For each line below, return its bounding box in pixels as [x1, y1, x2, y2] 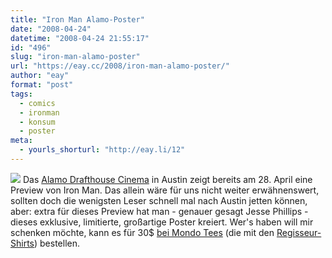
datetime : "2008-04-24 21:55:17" [10, 33, 150, 43]
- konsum [19, 117, 56, 127]
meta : [10, 136, 33, 146]
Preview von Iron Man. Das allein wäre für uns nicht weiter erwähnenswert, [10, 184, 320, 196]
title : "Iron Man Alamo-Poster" [10, 14, 145, 25]
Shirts [10, 237, 35, 249]
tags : [10, 89, 33, 99]
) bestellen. [33, 237, 81, 249]
